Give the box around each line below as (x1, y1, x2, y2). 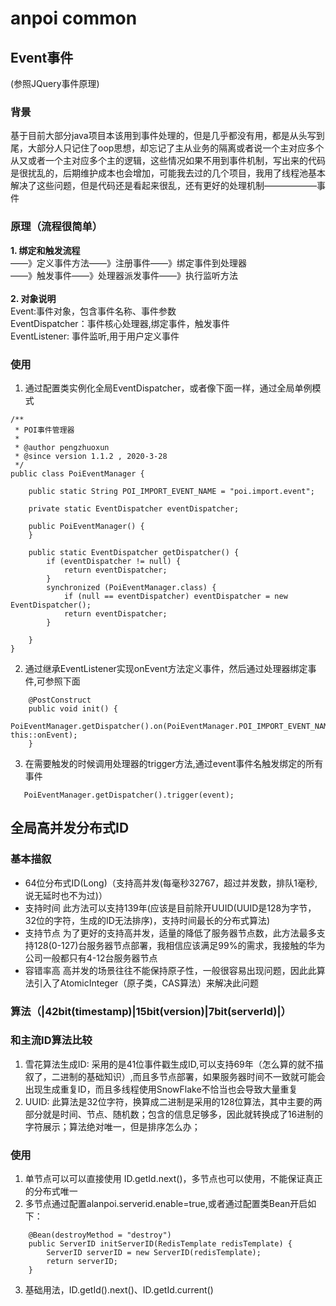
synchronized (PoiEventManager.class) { (46, 582, 217, 592)
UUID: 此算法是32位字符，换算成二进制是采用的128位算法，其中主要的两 (24, 1095, 323, 1107)
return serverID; (46, 1257, 118, 1267)
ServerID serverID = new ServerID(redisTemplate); (46, 1248, 262, 1258)
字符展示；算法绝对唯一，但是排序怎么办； (24, 1120, 201, 1132)
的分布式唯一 (24, 1185, 78, 1197)
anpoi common (10, 7, 138, 30)
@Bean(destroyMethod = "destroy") (28, 1230, 172, 1241)
